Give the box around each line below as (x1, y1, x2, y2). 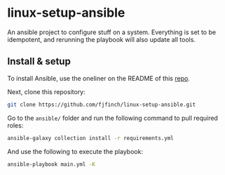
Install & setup (7, 56, 71, 68)
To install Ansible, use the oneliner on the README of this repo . (7, 74, 191, 82)
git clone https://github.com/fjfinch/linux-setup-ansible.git (7, 101, 196, 108)
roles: (7, 121, 24, 130)
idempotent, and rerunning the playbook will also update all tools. (7, 35, 196, 43)
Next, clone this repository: (7, 87, 86, 96)
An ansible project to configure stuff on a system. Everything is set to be (7, 28, 216, 36)
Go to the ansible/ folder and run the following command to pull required (7, 114, 219, 122)
